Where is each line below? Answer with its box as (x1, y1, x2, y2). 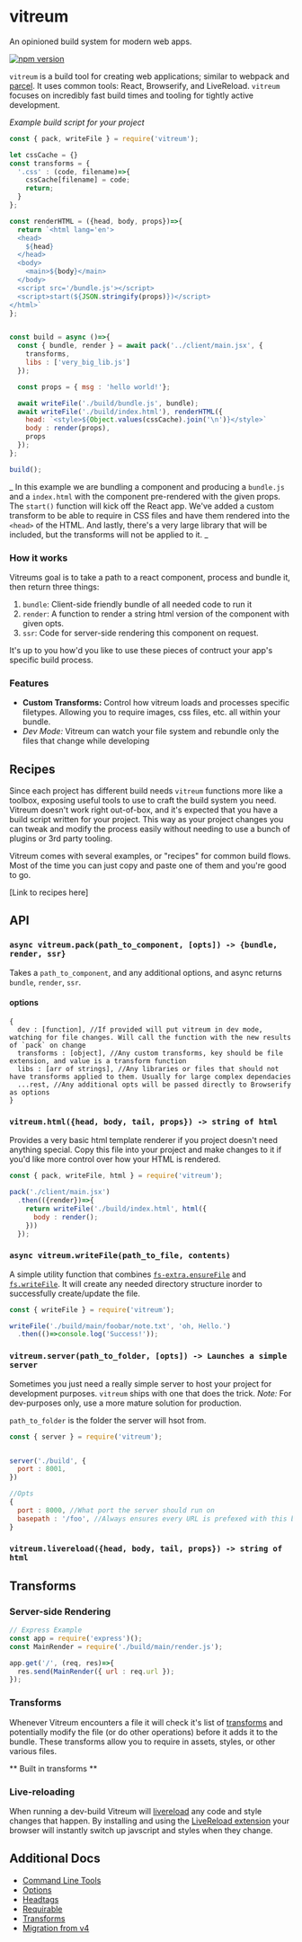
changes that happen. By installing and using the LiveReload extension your (9, 1815, 290, 1826)
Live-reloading (9, 1786, 75, 1798)
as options (9, 1087, 50, 1097)
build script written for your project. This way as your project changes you (9, 814, 284, 825)
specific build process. (9, 654, 94, 665)
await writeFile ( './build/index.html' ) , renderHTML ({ (17, 407, 223, 416)
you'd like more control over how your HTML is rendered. (9, 1154, 221, 1165)
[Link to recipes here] (9, 887, 89, 898)
